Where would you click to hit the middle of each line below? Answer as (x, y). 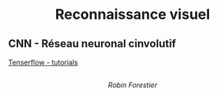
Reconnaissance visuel (133, 15)
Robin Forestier (133, 85)
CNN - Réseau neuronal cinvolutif (92, 44)
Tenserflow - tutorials (43, 62)
